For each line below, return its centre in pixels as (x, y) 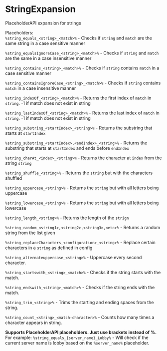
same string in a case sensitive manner (45, 43)
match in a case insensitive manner (41, 88)
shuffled (14, 178)
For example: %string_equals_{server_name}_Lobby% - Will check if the (77, 338)
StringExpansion (40, 9)
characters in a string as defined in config (49, 248)
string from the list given (30, 233)
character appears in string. (34, 323)
